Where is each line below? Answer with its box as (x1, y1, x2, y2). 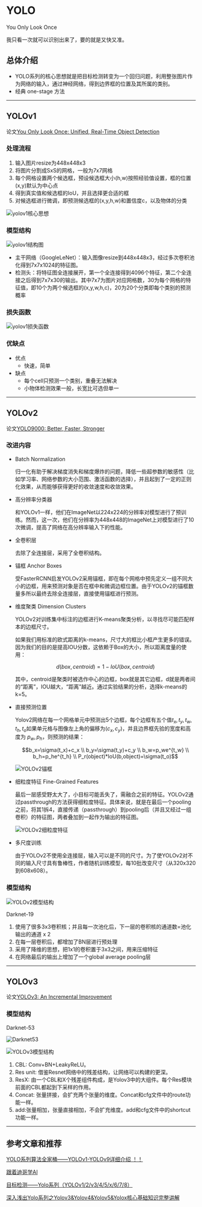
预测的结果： (52, 733, 85, 740)
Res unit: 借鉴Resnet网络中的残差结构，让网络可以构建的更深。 (14, 1068, 171, 1076)
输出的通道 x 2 (14, 930, 51, 938)
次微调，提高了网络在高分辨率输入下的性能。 (14, 523, 126, 531)
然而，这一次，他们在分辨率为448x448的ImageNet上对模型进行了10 (25, 516, 194, 523)
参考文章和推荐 (6, 1139, 62, 1149)
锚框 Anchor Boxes (14, 562, 62, 569)
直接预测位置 (14, 703, 47, 710)
